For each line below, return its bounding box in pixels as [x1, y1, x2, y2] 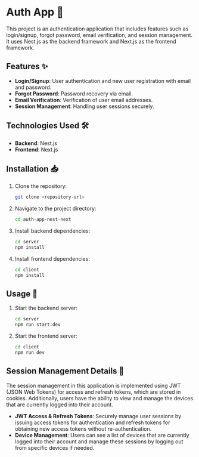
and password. [14, 84, 52, 91]
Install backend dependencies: [14, 227, 91, 234]
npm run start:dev [14, 322, 61, 328]
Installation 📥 [6, 163, 59, 174]
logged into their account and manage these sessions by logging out [14, 438, 184, 445]
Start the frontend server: [14, 332, 77, 339]
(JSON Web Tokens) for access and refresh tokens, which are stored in [6, 388, 181, 396]
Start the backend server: [14, 304, 78, 312]
